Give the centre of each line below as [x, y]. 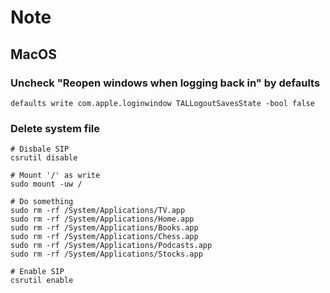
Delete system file [55, 128]
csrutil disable [44, 158]
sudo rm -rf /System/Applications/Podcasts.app [111, 246]
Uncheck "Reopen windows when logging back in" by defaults [165, 83]
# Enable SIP [37, 272]
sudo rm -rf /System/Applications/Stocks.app [106, 254]
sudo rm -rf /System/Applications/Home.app [102, 219]
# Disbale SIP [40, 149]
